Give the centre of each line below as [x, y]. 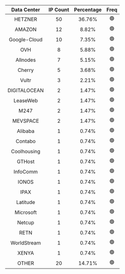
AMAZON [26, 29]
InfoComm [26, 171]
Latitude [26, 202]
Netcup [26, 222]
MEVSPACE [26, 121]
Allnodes [26, 60]
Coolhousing [26, 151]
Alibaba [26, 131]
